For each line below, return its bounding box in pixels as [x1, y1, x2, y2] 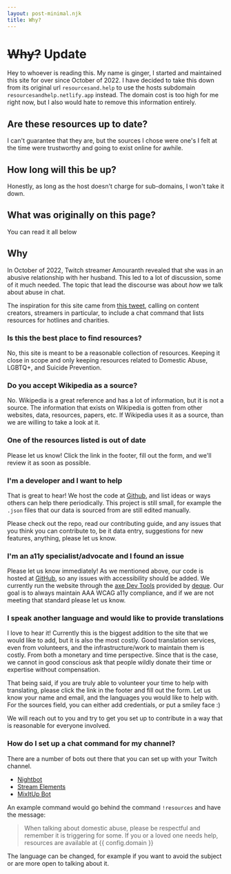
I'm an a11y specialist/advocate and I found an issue [7, 551, 185, 560]
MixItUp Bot [17, 790, 52, 798]
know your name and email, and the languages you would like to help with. [7, 693, 219, 702]
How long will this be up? [7, 163, 117, 176]
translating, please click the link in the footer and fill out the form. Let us [7, 687, 212, 695]
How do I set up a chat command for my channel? [7, 739, 176, 749]
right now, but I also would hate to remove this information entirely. [7, 98, 197, 107]
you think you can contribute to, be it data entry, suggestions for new [7, 527, 203, 535]
